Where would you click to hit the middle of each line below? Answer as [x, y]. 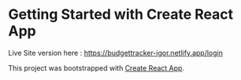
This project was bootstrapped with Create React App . [96, 67]
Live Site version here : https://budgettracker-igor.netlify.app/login [115, 53]
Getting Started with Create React [121, 15]
